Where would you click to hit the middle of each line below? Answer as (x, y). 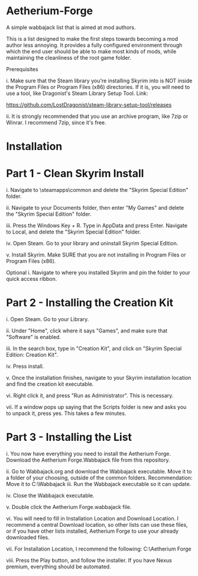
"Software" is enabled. (33, 337)
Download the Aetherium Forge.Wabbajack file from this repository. (88, 460)
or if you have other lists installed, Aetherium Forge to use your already (92, 531)
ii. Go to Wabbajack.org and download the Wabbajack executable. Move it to (99, 471)
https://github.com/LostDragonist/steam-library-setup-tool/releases (89, 104)
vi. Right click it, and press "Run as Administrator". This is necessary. (90, 396)
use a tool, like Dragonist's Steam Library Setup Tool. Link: (77, 93)
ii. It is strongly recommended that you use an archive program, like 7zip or (97, 116)
